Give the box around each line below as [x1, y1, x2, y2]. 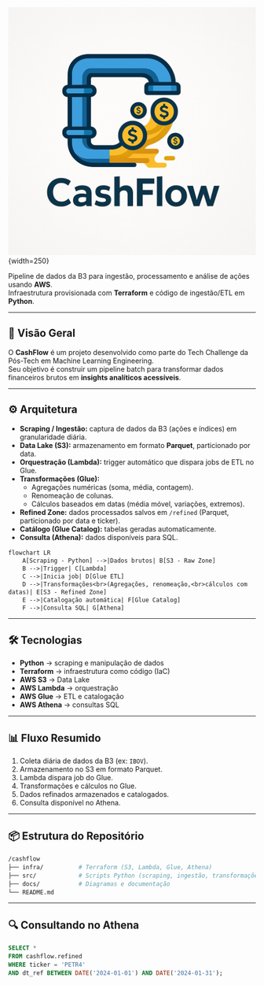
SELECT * [8, 944, 37, 952]
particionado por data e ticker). [19, 516, 120, 525]
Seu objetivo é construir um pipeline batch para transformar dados [8, 364, 224, 373]
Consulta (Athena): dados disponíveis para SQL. [19, 532, 178, 542]
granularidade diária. [19, 432, 87, 442]
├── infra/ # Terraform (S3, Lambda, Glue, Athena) [8, 863, 213, 871]
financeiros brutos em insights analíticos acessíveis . [8, 372, 181, 382]
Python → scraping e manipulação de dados [19, 658, 165, 668]
